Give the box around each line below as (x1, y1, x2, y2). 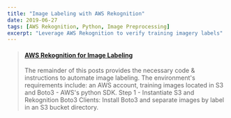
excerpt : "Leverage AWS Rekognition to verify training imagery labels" (7, 29, 223, 37)
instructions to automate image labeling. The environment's (24, 74, 195, 82)
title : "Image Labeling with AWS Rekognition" (7, 10, 145, 17)
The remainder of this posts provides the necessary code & (24, 67, 195, 75)
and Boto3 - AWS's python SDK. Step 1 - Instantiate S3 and (24, 88, 195, 97)
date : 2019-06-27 (7, 17, 58, 24)
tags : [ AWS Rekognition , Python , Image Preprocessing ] (7, 23, 170, 30)
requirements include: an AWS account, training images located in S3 (24, 81, 224, 90)
